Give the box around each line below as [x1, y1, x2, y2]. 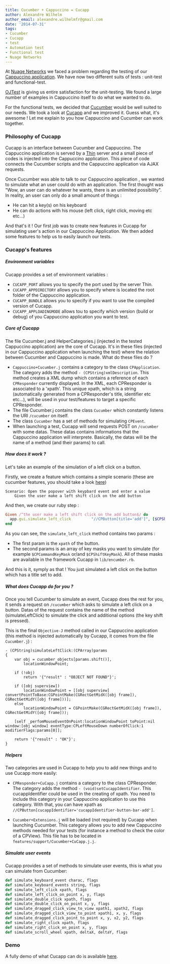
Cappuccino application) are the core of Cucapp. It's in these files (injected [5, 343, 162, 349]
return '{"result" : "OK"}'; [14, 737, 76, 742]
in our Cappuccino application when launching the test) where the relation [5, 348, 160, 355]
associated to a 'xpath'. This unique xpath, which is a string [12, 385, 137, 391]
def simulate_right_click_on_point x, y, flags [5, 925, 108, 930]
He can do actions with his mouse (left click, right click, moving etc [12, 207, 153, 213]
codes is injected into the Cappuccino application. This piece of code [5, 155, 150, 161]
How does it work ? [5, 451, 47, 457]
